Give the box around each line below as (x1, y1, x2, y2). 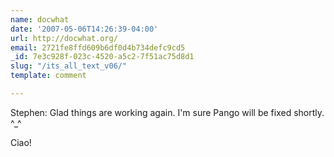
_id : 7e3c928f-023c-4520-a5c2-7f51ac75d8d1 (10, 52, 195, 62)
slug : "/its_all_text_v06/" (10, 61, 128, 71)
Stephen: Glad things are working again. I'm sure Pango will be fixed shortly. (10, 106, 325, 118)
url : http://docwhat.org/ (10, 33, 118, 43)
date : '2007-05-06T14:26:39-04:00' (10, 24, 159, 34)
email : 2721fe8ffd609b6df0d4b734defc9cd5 (10, 42, 186, 53)
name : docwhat (10, 14, 70, 25)
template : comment (10, 71, 87, 81)
